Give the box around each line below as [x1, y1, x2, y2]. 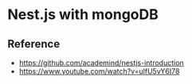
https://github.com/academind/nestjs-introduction [18, 58, 184, 67]
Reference [7, 37, 61, 51]
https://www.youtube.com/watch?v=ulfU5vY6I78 [18, 67, 180, 76]
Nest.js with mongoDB [7, 6, 159, 24]
